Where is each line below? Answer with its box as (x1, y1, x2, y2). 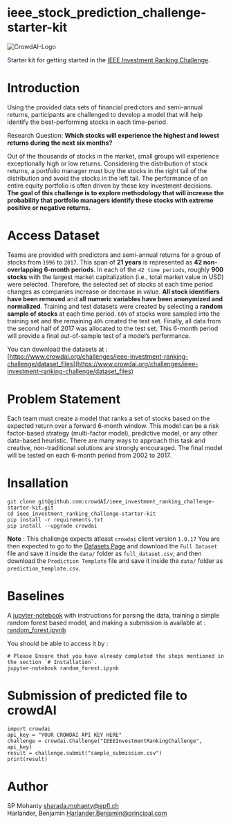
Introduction (7, 80, 80, 96)
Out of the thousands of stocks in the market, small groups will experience (7, 152, 219, 160)
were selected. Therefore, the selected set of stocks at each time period (7, 280, 213, 288)
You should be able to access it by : (7, 639, 109, 647)
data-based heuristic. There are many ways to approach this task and (7, 436, 206, 445)
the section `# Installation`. (7, 659, 98, 665)
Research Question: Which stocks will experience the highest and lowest (7, 131, 220, 139)
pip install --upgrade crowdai (7, 522, 98, 529)
